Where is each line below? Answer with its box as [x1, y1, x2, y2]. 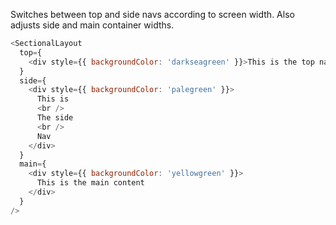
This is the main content [36, 178, 145, 188]
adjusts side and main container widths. [10, 19, 175, 31]
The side [36, 113, 74, 123]
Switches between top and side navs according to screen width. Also [10, 9, 295, 20]
